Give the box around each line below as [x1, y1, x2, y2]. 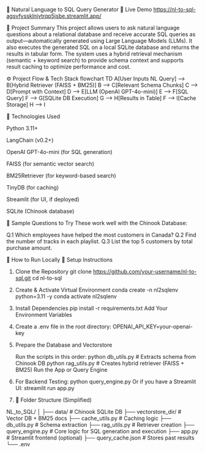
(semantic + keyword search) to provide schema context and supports [6, 57, 184, 64]
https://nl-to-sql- [153, 6, 196, 13]
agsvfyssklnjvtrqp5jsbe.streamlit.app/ [6, 12, 102, 20]
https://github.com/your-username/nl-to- [92, 268, 197, 275]
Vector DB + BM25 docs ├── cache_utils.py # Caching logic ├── [6, 414, 171, 422]
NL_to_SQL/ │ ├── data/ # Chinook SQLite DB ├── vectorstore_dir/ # [6, 408, 182, 415]
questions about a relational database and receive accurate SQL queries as [6, 31, 196, 38]
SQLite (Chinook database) [6, 208, 75, 215]
